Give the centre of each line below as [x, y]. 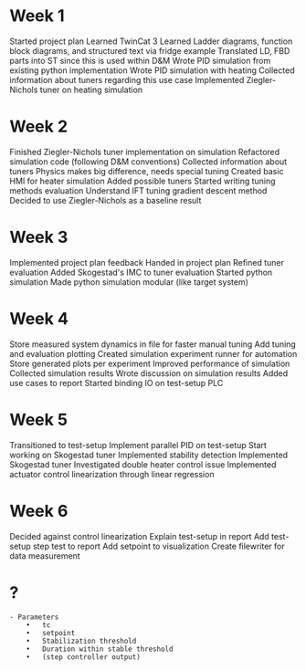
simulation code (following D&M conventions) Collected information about [148, 162]
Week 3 [39, 237]
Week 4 [39, 319]
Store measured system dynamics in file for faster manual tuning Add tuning [153, 344]
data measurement [45, 556]
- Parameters [34, 617]
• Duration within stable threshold [100, 649]
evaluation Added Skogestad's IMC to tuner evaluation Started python [141, 272]
